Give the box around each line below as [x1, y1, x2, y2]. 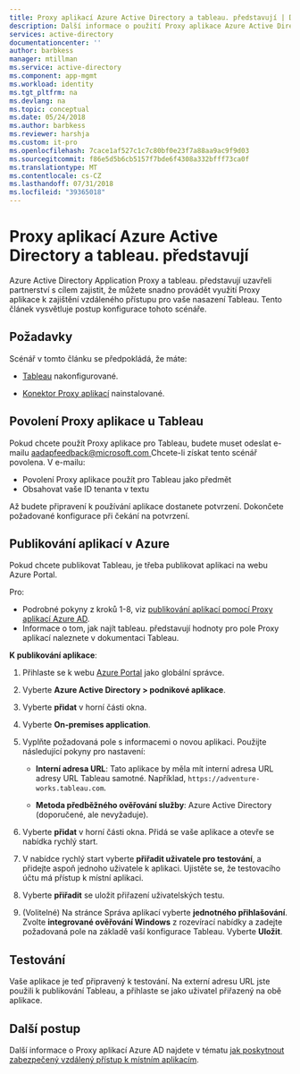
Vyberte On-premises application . [21, 720, 151, 730]
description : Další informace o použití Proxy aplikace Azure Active [9, 21, 274, 30]
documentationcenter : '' [9, 38, 102, 47]
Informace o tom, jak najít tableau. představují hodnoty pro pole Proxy [21, 623, 279, 634]
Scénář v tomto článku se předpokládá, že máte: [9, 353, 187, 363]
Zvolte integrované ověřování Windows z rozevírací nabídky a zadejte [21, 916, 283, 927]
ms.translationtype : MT [9, 163, 98, 172]
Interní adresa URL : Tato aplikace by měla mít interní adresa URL [35, 763, 274, 774]
